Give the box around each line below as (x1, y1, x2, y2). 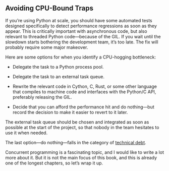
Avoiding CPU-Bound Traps (5, 4, 94, 13)
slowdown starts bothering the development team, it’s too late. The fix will (5, 39, 158, 45)
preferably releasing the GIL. (12, 94, 72, 100)
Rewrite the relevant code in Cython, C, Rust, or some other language (12, 83, 157, 89)
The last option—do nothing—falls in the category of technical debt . (5, 139, 146, 145)
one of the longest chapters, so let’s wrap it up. (5, 160, 103, 166)
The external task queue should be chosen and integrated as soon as (5, 119, 149, 125)
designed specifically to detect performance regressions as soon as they (5, 23, 157, 29)
